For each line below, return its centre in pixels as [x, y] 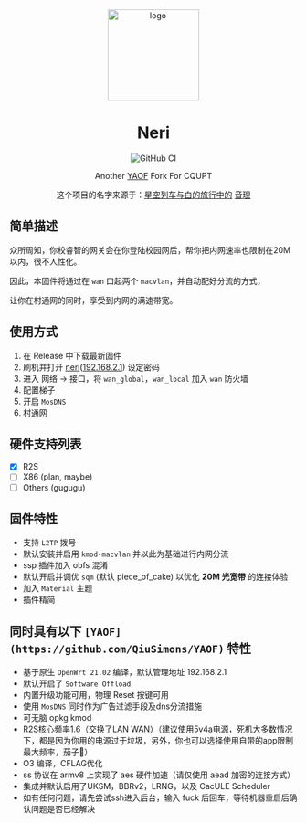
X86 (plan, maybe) [58, 477]
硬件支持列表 [46, 443]
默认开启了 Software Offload [77, 683]
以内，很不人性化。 [46, 261]
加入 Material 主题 [58, 588]
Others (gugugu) [54, 487]
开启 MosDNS [44, 401]
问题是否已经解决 [63, 809]
